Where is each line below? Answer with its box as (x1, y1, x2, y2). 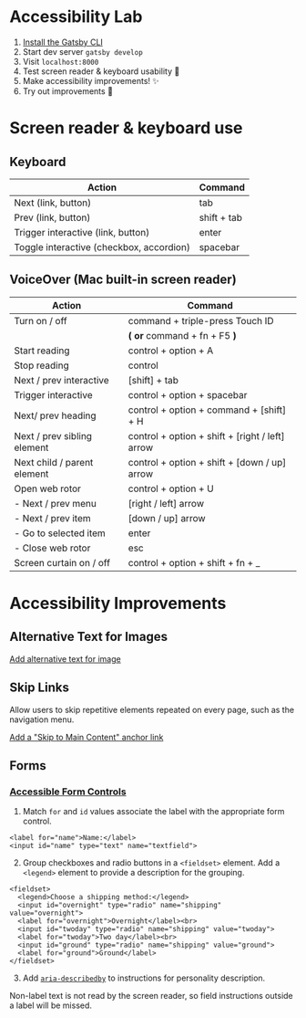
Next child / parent (14, 456, 94, 468)
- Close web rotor (14, 541, 91, 554)
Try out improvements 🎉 (22, 85, 114, 97)
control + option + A (127, 344, 214, 357)
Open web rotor (14, 482, 82, 495)
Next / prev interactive (14, 373, 109, 386)
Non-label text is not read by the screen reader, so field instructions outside (9, 991, 293, 1002)
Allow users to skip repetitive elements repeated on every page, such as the (9, 704, 294, 715)
